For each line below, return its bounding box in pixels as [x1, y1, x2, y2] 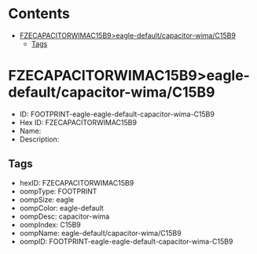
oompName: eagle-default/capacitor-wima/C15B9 [19, 228, 182, 237]
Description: [19, 134, 60, 144]
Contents [8, 5, 71, 23]
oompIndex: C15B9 [19, 219, 81, 229]
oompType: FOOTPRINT [19, 186, 97, 196]
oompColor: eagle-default [19, 203, 104, 212]
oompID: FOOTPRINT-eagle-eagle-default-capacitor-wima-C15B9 [19, 237, 233, 246]
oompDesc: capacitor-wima [19, 212, 110, 221]
